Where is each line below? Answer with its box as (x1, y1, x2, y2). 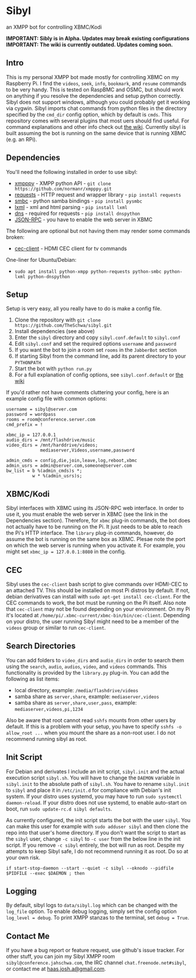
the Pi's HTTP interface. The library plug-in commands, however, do (6, 529, 174, 536)
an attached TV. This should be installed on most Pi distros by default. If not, (6, 587, 190, 594)
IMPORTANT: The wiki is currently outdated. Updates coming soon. (6, 41, 173, 48)
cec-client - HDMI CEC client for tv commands (14, 245, 127, 252)
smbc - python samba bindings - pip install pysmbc (14, 197, 142, 204)
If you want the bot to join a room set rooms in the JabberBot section (14, 347, 177, 354)
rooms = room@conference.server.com (6, 417, 95, 423)
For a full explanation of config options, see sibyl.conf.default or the (14, 371, 184, 378)
